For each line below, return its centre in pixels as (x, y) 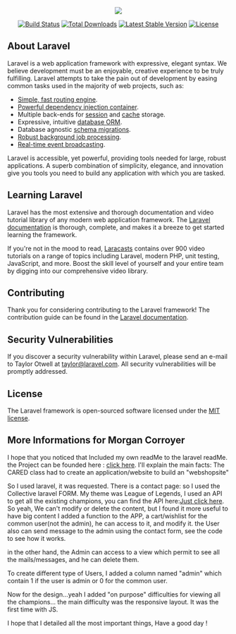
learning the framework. (42, 234)
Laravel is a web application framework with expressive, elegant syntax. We (117, 63)
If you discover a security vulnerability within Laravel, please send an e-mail (117, 357)
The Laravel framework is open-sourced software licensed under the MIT (114, 411)
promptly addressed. (38, 372)
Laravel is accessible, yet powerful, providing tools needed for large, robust (117, 158)
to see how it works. (37, 538)
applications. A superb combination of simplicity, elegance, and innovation (116, 165)
